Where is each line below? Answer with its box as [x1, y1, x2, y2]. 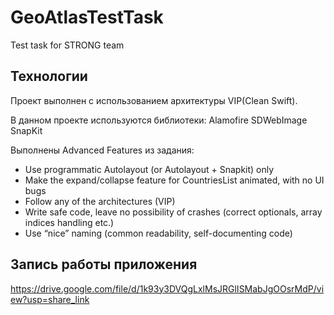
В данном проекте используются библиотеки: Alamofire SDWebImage [10, 114, 308, 126]
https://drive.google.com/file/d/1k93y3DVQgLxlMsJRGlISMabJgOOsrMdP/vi [10, 282, 325, 295]
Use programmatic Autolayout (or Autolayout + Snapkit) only [24, 163, 275, 175]
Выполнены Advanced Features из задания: [10, 144, 195, 156]
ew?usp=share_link [10, 293, 90, 305]
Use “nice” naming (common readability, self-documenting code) [24, 227, 293, 239]
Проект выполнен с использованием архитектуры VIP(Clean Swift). [10, 94, 298, 106]
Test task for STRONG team [10, 39, 125, 51]
